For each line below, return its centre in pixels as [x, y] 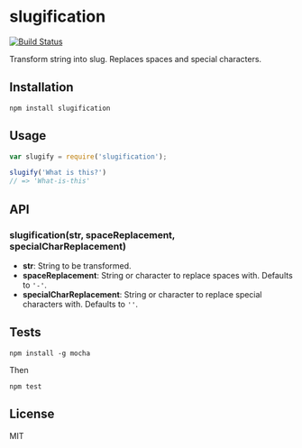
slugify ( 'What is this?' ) [58, 173]
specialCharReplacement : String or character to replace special [142, 294]
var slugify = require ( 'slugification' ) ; [88, 156]
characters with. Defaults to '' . [80, 304]
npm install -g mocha [50, 353]
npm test [26, 386]
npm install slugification [60, 108]
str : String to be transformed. [77, 265]
